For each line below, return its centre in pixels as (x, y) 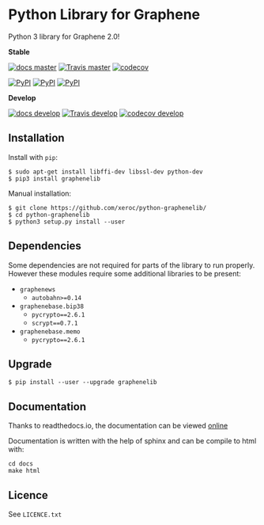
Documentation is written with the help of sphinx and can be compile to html (132, 441)
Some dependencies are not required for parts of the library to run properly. (132, 265)
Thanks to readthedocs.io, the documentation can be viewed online (118, 426)
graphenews (38, 289)
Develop (22, 97)
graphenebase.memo (50, 331)
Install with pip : (33, 157)
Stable (19, 51)
